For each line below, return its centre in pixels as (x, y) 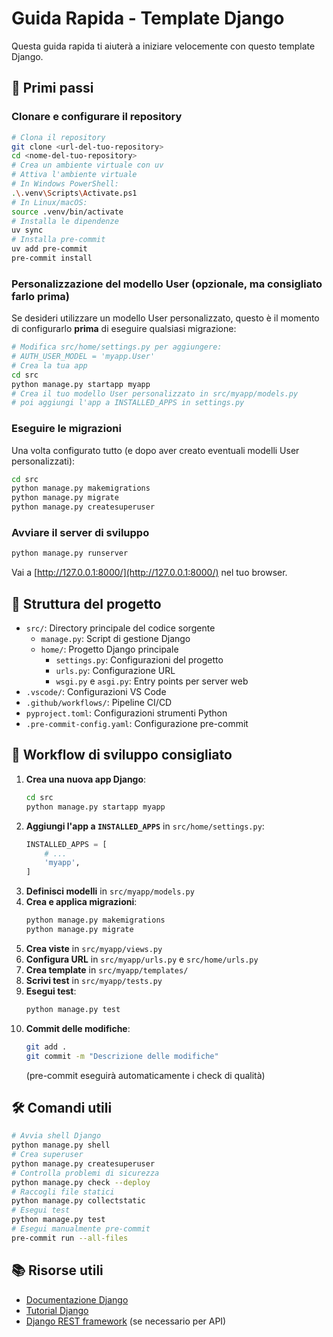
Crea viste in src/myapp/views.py (94, 948)
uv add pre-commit (49, 249)
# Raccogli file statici (63, 1192)
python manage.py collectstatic (78, 1201)
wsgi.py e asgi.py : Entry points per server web (152, 681)
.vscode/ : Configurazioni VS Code (96, 692)
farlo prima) (41, 296)
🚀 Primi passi (52, 88)
